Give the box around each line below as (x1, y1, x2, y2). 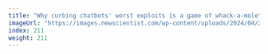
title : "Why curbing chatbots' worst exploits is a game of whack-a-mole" (8, 11, 262, 20)
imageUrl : (8, 19, 41, 27)
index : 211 (8, 26, 45, 34)
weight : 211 (8, 33, 48, 42)
